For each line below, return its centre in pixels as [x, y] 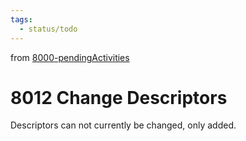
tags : [21, 19]
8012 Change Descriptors [119, 97]
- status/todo [48, 29]
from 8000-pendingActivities [70, 57]
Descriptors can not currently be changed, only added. [123, 125]
